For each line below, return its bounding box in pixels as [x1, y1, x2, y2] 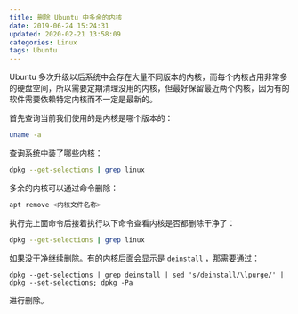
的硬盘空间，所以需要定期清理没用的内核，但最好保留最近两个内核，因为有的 [9, 83, 290, 93]
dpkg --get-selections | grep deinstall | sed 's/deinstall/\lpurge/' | [9, 270, 285, 279]
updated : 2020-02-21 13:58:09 [9, 29, 122, 38]
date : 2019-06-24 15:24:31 [9, 21, 109, 30]
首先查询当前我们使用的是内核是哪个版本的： [9, 113, 173, 124]
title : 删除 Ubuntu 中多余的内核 [9, 12, 123, 22]
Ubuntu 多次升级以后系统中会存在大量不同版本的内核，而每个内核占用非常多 [9, 72, 288, 83]
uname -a [9, 131, 42, 140]
